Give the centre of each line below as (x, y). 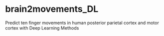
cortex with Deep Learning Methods (42, 28)
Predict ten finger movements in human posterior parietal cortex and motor (82, 23)
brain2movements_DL (52, 9)
